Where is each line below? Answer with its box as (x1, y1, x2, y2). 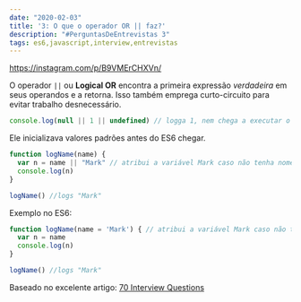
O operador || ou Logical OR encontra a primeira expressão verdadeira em (9, 80, 288, 91)
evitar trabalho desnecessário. (9, 99, 122, 110)
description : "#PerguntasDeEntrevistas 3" (9, 30, 170, 39)
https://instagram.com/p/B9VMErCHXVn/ (9, 63, 162, 73)
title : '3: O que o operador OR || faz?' (9, 22, 167, 30)
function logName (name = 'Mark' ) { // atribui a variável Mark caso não (9, 225, 287, 234)
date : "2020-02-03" (9, 13, 82, 22)
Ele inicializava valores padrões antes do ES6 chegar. (9, 133, 206, 143)
